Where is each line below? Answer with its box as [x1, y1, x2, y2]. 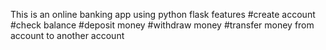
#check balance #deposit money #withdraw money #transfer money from [10, 19, 315, 31]
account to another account [10, 30, 125, 41]
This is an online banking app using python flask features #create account [10, 9, 316, 20]
